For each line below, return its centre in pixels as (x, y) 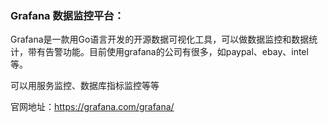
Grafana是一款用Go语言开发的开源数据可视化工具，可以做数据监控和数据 (160, 39)
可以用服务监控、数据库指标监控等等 (85, 86)
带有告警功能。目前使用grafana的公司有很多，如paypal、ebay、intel (168, 52)
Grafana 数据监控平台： (67, 15)
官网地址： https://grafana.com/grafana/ (92, 107)
